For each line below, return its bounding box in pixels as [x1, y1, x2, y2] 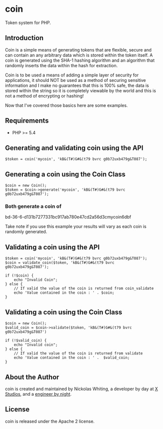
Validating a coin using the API [5, 243, 100, 251]
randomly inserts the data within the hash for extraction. [5, 62, 118, 68]
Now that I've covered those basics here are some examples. [5, 102, 128, 108]
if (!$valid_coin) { [5, 338, 47, 343]
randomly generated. [5, 229, 47, 235]
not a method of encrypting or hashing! [5, 93, 84, 99]
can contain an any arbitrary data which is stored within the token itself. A [5, 52, 153, 58]
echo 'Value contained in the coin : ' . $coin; [14, 290, 115, 295]
